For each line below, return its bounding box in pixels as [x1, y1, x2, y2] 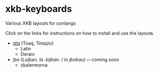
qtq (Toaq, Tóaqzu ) [12, 40, 54, 46]
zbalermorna [20, 62, 48, 68]
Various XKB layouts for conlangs [5, 20, 76, 26]
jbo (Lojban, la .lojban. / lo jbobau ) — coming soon [12, 56, 120, 62]
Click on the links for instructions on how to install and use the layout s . [5, 30, 154, 36]
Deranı [20, 51, 35, 57]
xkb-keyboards [5, 3, 72, 15]
